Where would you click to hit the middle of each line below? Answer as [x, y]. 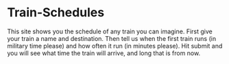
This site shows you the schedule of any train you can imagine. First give [110, 31]
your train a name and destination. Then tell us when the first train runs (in [112, 38]
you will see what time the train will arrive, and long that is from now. [104, 53]
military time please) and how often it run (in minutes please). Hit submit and [115, 46]
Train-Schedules [56, 13]
